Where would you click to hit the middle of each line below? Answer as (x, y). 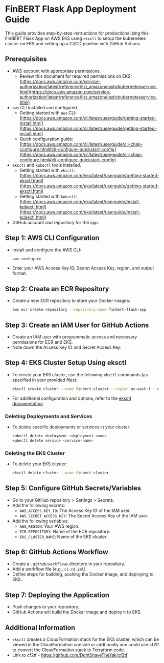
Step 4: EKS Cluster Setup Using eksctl (66, 363)
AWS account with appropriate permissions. (57, 71)
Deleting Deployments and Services (49, 416)
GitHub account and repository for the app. (56, 222)
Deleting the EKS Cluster (35, 453)
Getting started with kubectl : (48, 196)
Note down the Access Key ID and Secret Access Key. (67, 347)
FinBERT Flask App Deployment (70, 9)
